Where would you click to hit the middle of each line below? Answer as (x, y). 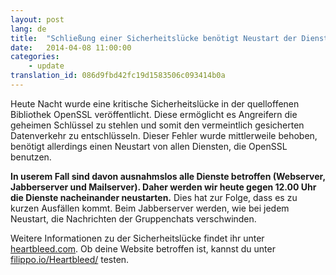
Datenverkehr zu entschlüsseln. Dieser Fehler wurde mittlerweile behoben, (164, 135)
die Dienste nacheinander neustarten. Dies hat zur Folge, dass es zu (154, 197)
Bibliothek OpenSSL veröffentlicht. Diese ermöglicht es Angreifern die (154, 114)
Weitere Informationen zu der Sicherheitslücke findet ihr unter (137, 238)
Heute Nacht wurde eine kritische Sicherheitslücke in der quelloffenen (155, 103)
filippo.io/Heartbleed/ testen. (70, 259)
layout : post (37, 19)
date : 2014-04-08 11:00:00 (71, 47)
